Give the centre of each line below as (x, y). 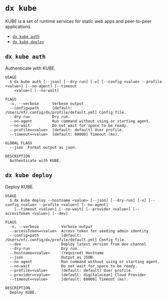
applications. (18, 27)
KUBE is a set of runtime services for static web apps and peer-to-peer (78, 21)
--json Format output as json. (43, 147)
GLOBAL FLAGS (19, 143)
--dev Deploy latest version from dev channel (78, 244)
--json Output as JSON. (52, 257)
